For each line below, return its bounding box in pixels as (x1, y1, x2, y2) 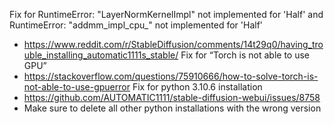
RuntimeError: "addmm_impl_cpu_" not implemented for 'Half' (9, 19, 264, 31)
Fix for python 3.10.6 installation (132, 81, 263, 93)
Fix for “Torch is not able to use (180, 49, 310, 61)
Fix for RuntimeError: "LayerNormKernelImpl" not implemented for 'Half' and (9, 9, 324, 20)
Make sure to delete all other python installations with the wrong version (23, 102, 322, 114)
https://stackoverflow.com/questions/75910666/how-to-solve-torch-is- (23, 70, 319, 82)
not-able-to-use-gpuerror (23, 81, 131, 93)
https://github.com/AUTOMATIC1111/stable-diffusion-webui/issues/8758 (23, 92, 321, 103)
